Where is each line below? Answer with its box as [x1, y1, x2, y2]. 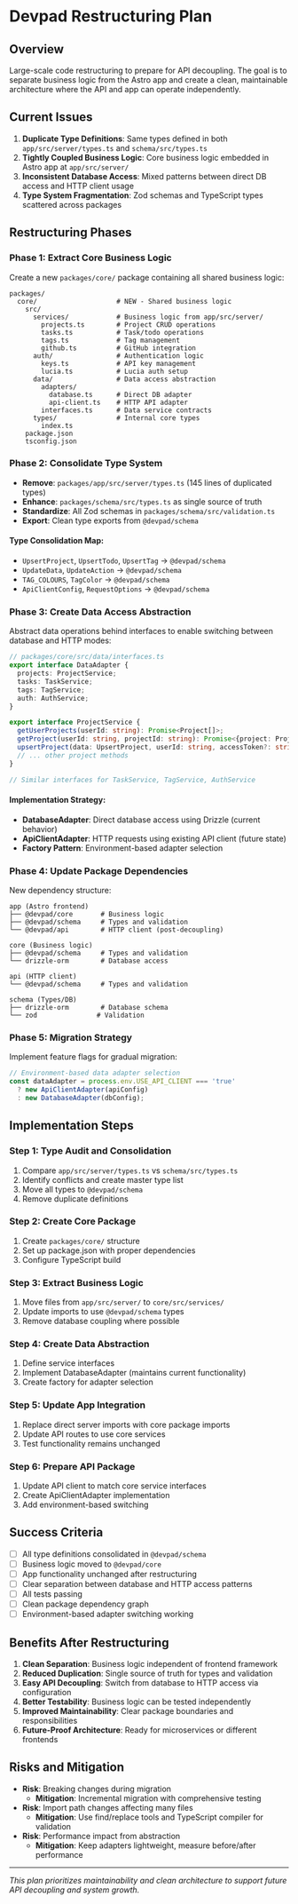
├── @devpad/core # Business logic [9, 910, 165, 919]
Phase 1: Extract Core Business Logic [9, 251, 172, 264]
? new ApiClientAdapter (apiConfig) [17, 1085, 149, 1094]
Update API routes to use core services [21, 1428, 166, 1440]
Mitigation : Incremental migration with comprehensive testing [35, 1792, 262, 1804]
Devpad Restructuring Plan [9, 6, 213, 27]
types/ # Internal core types [32, 413, 200, 423]
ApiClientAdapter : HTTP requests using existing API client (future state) [21, 833, 286, 844]
